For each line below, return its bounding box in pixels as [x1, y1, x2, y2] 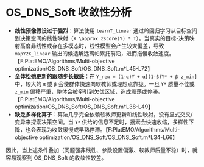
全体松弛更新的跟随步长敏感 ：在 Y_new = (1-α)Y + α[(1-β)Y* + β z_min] [14, 73, 197, 80]
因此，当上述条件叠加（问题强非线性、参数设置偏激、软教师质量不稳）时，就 [5, 146, 198, 154]
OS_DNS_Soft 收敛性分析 [5, 5, 132, 20]
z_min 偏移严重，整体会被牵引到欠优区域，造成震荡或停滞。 [14, 88, 164, 95]
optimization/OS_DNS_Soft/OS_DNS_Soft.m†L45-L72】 [14, 65, 153, 72]
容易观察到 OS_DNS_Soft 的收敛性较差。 [5, 154, 107, 162]
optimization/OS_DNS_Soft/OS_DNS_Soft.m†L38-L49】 [14, 103, 153, 110]
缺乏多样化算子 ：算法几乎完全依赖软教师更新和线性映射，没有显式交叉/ [14, 110, 193, 118]
